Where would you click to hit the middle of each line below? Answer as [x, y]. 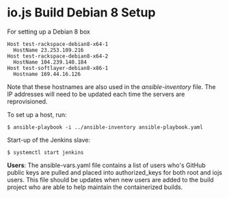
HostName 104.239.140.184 [50, 62]
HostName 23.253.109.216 [49, 50]
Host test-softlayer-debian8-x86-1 [58, 68]
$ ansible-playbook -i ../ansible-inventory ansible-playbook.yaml [105, 127]
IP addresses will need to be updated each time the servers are [96, 94]
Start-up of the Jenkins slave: [49, 140]
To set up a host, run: [37, 114]
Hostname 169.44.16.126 [47, 74]
